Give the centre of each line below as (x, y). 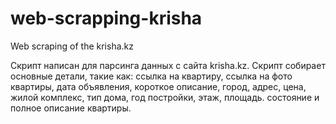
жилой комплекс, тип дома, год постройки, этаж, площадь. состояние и (165, 97)
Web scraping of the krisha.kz (72, 46)
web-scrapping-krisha (106, 18)
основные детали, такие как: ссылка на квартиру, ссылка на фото (151, 76)
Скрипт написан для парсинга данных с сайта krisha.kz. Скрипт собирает (168, 65)
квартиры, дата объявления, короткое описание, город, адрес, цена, (158, 86)
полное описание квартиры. (71, 108)
